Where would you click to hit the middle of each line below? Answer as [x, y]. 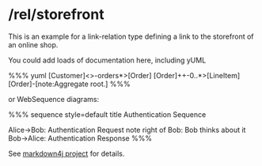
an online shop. [33, 44]
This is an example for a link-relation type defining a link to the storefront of [131, 36]
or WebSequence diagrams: [54, 99]
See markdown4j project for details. [66, 153]
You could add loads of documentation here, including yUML [107, 60]
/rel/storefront [56, 15]
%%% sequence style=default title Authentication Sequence [107, 114]
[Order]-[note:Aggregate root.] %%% [69, 84]
